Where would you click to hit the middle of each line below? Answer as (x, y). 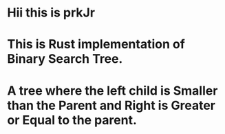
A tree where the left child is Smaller (112, 90)
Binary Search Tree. (65, 59)
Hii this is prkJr (51, 13)
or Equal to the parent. (72, 120)
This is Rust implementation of (96, 45)
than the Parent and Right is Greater (111, 105)
